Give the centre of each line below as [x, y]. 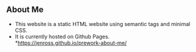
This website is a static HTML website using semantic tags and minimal [102, 24]
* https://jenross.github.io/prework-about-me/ [71, 43]
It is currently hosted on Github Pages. [62, 36]
